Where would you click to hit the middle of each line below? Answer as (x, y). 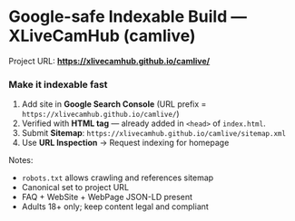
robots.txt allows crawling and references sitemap (118, 178)
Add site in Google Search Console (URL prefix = (114, 104)
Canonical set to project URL (75, 187)
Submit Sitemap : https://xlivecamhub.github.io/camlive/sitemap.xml (154, 133)
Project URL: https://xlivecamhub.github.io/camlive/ (109, 61)
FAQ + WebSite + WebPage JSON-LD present (107, 197)
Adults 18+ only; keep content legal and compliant (115, 207)
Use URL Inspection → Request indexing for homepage (125, 143)
